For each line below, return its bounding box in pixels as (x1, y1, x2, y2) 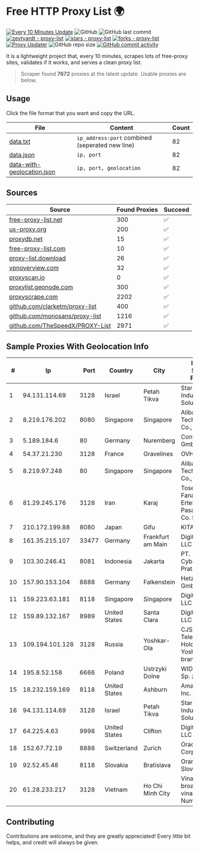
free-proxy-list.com (9, 244, 66, 253)
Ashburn (143, 685, 168, 694)
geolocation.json (9, 167, 56, 175)
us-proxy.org (9, 225, 47, 233)
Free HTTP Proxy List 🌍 (6, 5, 125, 18)
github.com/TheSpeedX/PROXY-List (9, 321, 111, 330)
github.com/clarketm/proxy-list (9, 302, 97, 310)
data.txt (9, 137, 31, 145)
